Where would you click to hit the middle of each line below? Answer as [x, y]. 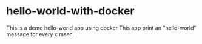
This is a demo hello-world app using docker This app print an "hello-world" [101, 28]
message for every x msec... [42, 34]
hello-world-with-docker [70, 11]
